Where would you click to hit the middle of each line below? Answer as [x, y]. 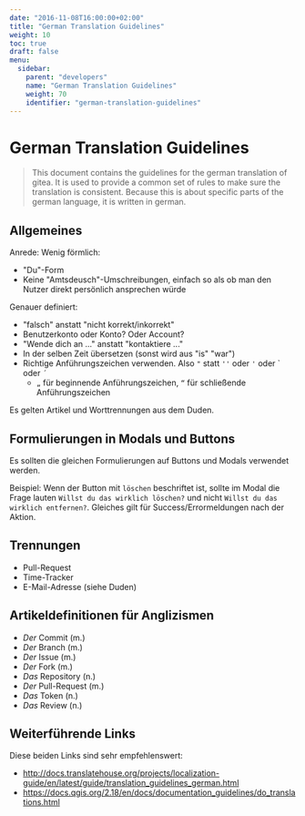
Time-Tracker [48, 577]
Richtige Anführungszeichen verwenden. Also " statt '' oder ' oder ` [151, 363]
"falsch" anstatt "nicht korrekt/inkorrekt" [98, 325]
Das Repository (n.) [59, 676]
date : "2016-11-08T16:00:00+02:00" [77, 18]
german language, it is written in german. [109, 202]
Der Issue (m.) [49, 657]
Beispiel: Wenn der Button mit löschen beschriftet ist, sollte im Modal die [145, 487]
